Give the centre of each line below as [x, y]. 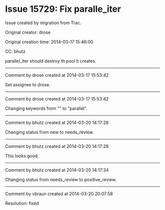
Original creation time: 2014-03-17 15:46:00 [49, 42]
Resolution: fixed [22, 203]
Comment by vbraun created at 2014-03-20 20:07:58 [59, 194]
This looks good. [22, 156]
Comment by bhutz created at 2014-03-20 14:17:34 [57, 170]
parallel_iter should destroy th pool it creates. [51, 61]
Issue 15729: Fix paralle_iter [63, 9]
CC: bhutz [15, 51]
